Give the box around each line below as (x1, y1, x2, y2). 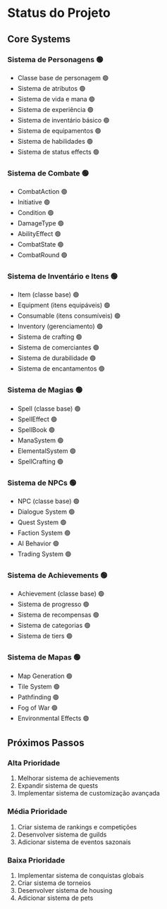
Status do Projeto (7, 5, 111, 21)
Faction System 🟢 (17, 528, 71, 537)
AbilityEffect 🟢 (17, 230, 61, 238)
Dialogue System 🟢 (17, 507, 75, 516)
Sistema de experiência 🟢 (17, 105, 94, 113)
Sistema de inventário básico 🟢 (17, 116, 110, 124)
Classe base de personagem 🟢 (17, 73, 109, 82)
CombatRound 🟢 (17, 251, 68, 259)
